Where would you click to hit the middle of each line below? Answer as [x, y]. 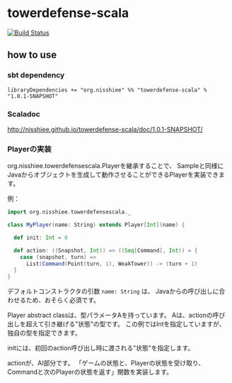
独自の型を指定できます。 [44, 333]
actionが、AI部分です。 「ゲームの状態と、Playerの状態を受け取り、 [106, 363]
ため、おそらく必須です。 [63, 300]
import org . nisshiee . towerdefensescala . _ [69, 212]
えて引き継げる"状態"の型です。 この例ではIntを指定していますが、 [128, 324]
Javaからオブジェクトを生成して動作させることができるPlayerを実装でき [113, 174]
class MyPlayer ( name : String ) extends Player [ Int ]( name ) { [96, 225]
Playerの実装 [29, 149]
